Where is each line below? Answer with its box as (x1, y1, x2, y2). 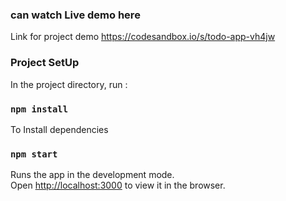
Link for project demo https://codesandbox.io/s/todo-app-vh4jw (10, 31, 276, 43)
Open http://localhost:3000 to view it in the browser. (10, 179, 226, 192)
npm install (10, 103, 69, 115)
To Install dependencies (10, 123, 109, 135)
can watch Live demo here (10, 8, 141, 22)
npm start (10, 148, 58, 160)
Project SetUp (10, 56, 80, 70)
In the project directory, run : (10, 78, 128, 90)
